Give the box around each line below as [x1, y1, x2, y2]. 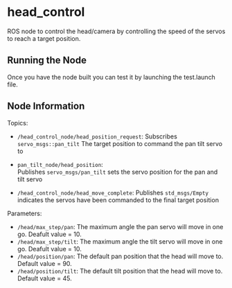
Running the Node [7, 55, 87, 66]
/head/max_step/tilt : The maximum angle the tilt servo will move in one [17, 237, 223, 246]
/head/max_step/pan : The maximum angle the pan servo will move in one [17, 222, 224, 231]
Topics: [7, 118, 28, 127]
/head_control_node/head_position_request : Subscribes [17, 132, 178, 141]
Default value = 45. [17, 274, 72, 282]
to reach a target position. [7, 34, 81, 42]
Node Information [7, 100, 85, 112]
